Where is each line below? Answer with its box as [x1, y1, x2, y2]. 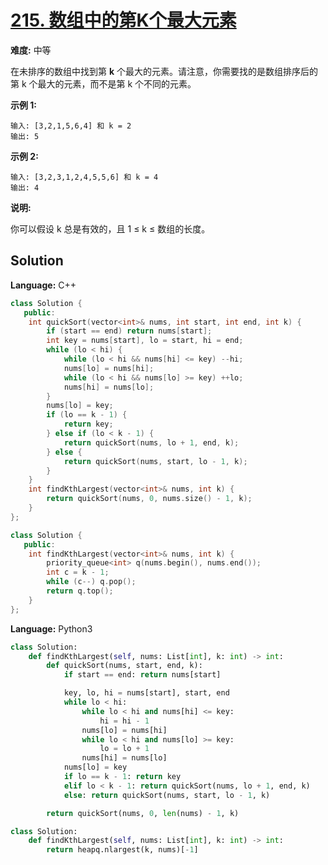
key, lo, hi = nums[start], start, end [63, 688, 230, 698]
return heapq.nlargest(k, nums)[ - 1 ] [46, 845, 199, 855]
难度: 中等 [10, 44, 52, 56]
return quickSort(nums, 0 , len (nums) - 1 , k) [46, 808, 240, 818]
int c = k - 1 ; [46, 567, 110, 578]
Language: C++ [10, 279, 77, 291]
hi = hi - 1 [99, 716, 150, 726]
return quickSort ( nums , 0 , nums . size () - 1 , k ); [46, 494, 253, 504]
